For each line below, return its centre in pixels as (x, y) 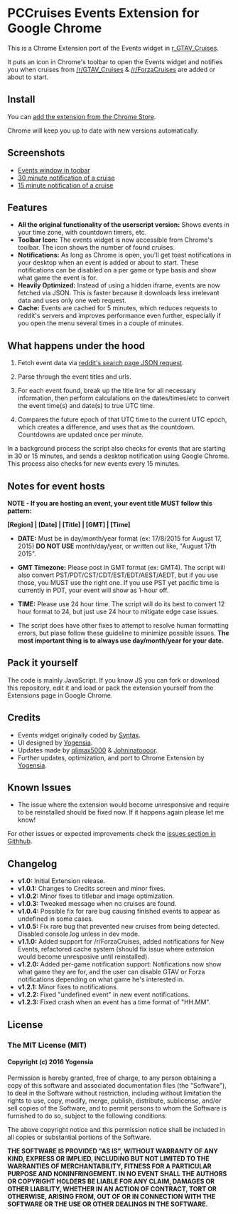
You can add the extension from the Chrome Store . (82, 116)
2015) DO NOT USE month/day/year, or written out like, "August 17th (117, 546)
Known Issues (39, 788)
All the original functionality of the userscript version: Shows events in (123, 225)
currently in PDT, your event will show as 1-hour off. (93, 590)
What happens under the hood (76, 346)
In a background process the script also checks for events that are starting (117, 449)
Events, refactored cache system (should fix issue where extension (116, 949)
